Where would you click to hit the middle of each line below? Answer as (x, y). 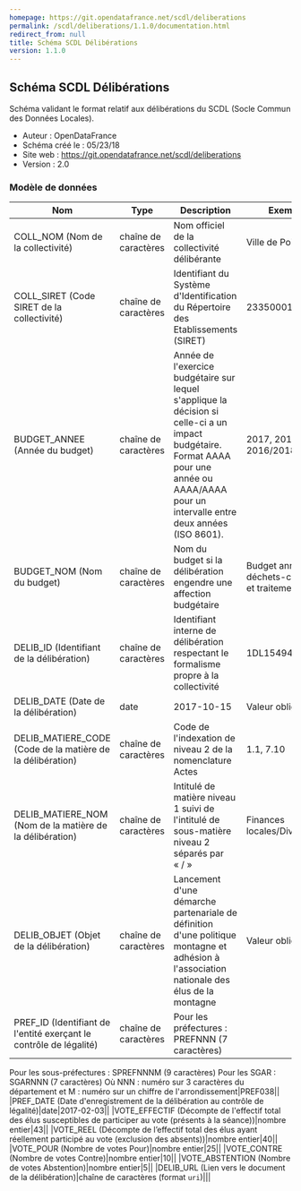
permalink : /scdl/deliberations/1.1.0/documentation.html (120, 26)
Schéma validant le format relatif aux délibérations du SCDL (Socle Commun (150, 108)
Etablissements (206, 330)
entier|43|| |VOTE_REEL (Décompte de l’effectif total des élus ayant (133, 1130)
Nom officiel (199, 226)
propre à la (196, 675)
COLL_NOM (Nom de (58, 236)
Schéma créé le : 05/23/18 (71, 145)
